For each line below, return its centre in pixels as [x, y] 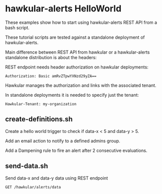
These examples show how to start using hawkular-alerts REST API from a [81, 22]
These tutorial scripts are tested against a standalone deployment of [75, 37]
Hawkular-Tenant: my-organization [41, 104]
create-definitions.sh [39, 119]
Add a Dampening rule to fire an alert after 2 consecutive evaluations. [76, 150]
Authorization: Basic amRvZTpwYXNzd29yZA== [51, 76]
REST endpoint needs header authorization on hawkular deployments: [77, 67]
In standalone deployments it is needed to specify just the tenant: [72, 95]
